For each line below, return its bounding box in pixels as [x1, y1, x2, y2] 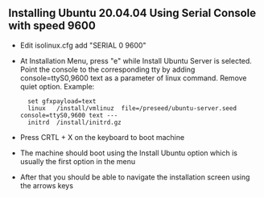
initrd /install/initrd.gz [27, 118, 122, 126]
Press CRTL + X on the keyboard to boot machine [19, 132, 185, 142]
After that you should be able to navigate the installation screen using [19, 172, 250, 182]
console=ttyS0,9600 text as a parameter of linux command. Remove [19, 72, 247, 83]
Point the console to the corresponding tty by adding [19, 64, 196, 74]
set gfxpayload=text [27, 97, 97, 105]
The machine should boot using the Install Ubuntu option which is [19, 148, 237, 158]
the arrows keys [19, 180, 74, 190]
